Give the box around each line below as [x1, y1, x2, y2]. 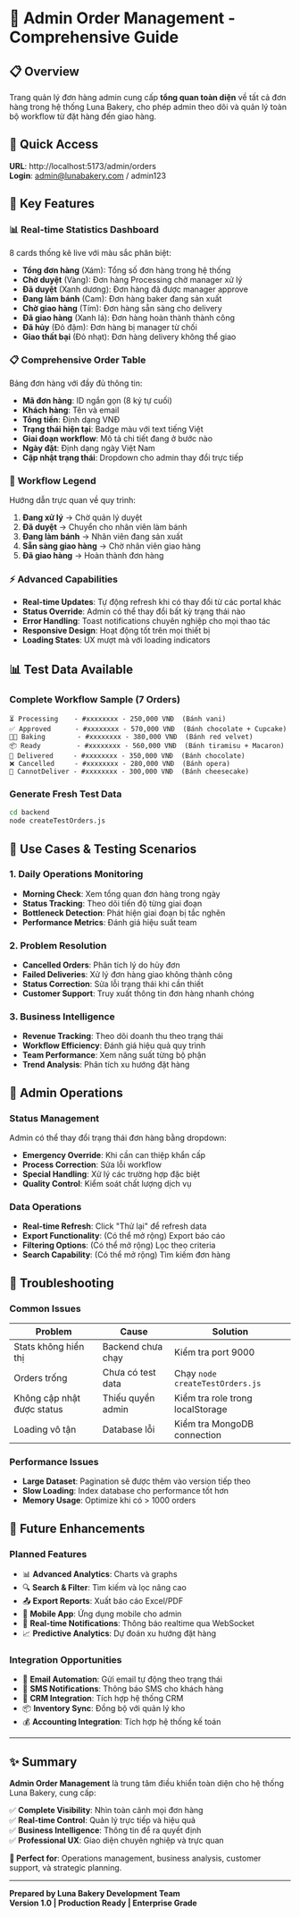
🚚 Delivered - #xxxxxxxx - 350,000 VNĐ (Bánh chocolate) [9, 752, 246, 761]
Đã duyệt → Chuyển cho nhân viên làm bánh [21, 522, 187, 532]
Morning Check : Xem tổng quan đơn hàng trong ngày [21, 888, 221, 899]
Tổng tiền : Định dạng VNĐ [21, 413, 121, 424]
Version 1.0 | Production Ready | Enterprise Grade [9, 1897, 198, 1909]
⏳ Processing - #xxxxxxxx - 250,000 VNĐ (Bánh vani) [9, 715, 227, 724]
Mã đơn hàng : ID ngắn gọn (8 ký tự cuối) [21, 395, 172, 405]
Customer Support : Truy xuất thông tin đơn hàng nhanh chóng [21, 988, 254, 999]
